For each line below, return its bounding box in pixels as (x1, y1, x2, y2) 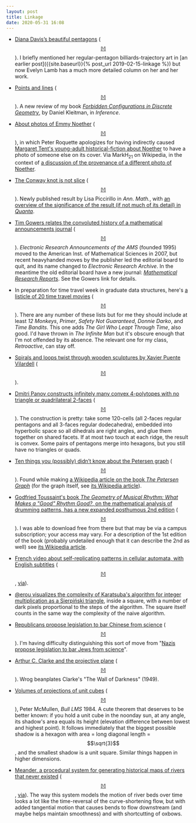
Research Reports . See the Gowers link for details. (14, 275, 137, 282)
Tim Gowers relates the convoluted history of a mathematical (14, 219, 163, 226)
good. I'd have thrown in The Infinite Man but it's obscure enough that (14, 330, 185, 337)
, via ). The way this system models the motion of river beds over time (14, 791, 183, 799)
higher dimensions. (14, 755, 62, 762)
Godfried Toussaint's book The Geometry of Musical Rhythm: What (14, 493, 178, 501)
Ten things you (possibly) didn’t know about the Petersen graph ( (14, 457, 172, 465)
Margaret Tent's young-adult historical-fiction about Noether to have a (14, 145, 186, 152)
